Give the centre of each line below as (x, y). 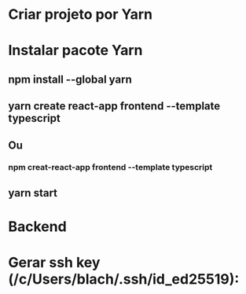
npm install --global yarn (70, 79)
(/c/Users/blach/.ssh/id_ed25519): (124, 279)
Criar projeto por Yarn (81, 15)
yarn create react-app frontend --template (114, 107)
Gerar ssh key (54, 263)
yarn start (33, 193)
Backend (37, 227)
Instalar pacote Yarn (75, 51)
